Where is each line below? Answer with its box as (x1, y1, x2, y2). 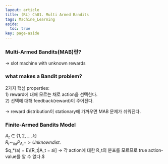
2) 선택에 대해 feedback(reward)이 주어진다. (5, 97, 94, 103)
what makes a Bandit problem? (5, 73, 82, 80)
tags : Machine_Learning (5, 17, 55, 22)
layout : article (5, 7, 39, 13)
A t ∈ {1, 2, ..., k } (5, 132, 37, 140)
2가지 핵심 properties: (5, 85, 49, 91)
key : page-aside (5, 31, 39, 36)
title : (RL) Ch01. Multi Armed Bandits (5, 12, 89, 17)
